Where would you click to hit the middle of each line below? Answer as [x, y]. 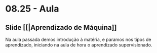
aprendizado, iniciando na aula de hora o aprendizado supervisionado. [79, 45]
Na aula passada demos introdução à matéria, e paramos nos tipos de [78, 39]
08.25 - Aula [32, 9]
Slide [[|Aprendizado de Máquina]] [61, 28]
